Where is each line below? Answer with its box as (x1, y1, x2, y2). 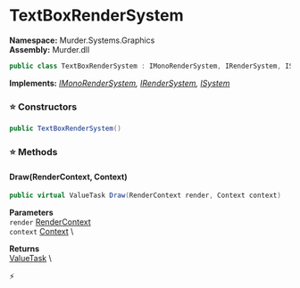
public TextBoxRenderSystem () (9, 124, 122, 134)
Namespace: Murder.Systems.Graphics (9, 35, 155, 45)
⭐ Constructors (9, 100, 78, 112)
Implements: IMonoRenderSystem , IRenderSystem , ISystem (9, 78, 230, 88)
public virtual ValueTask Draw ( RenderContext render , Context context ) (9, 191, 281, 201)
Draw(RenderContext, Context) (9, 171, 128, 182)
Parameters (9, 207, 54, 218)
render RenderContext (9, 216, 91, 227)
